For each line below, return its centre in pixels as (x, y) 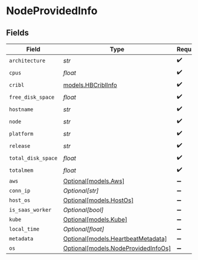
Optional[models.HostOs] (98, 200)
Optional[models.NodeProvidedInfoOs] (117, 248)
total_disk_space (33, 158)
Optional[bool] (83, 210)
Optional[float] (83, 229)
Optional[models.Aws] (94, 181)
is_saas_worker (30, 210)
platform (21, 134)
